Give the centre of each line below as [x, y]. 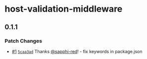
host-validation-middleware [64, 9]
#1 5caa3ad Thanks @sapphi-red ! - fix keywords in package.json [77, 51]
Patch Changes [24, 41]
